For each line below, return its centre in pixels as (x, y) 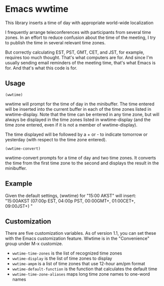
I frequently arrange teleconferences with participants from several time (78, 32)
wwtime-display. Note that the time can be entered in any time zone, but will (82, 114)
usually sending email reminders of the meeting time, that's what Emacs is (81, 63)
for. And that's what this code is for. (41, 68)
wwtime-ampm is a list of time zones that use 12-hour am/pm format (79, 264)
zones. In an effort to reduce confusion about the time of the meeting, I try (81, 37)
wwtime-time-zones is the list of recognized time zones (67, 253)
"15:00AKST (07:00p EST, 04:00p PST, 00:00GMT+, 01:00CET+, (70, 201)
